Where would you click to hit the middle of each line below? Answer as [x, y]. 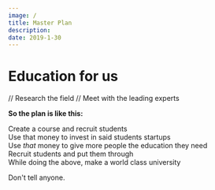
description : [30, 30]
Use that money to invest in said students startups [89, 137]
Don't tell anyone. [37, 177]
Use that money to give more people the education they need [108, 146]
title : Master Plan [40, 23]
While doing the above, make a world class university [95, 162]
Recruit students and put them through [71, 154]
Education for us [63, 76]
